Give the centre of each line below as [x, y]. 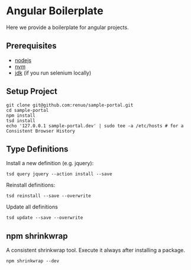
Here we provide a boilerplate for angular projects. [67, 27]
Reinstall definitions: [31, 185]
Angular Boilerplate [55, 11]
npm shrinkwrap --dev [33, 261]
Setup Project [32, 91]
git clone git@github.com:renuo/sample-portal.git [70, 105]
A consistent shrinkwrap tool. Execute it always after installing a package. [96, 250]
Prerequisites [31, 46]
